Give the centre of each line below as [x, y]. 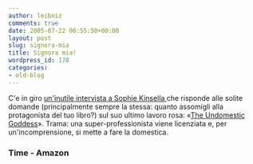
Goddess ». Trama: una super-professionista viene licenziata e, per [118, 123]
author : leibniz [35, 16]
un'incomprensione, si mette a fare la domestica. [89, 132]
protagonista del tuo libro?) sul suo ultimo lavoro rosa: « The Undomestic [127, 115]
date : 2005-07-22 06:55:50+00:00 [64, 30]
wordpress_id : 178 [39, 61]
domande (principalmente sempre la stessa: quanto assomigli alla [116, 106]
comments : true [34, 23]
